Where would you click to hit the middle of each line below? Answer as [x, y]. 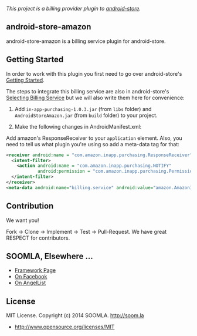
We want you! [23, 220]
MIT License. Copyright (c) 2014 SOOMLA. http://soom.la [75, 315]
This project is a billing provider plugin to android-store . [74, 9]
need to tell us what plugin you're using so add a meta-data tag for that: [93, 144]
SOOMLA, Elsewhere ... [50, 256]
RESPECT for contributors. [38, 238]
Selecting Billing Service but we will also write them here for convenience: [95, 98]
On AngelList [30, 283]
